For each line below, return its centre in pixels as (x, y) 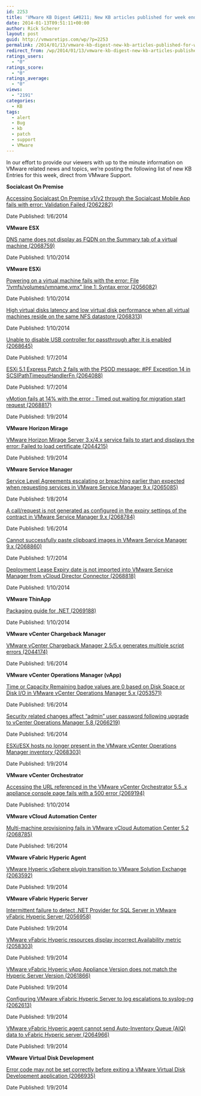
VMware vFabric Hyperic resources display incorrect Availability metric (94, 939)
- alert (21, 117)
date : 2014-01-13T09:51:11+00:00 (48, 23)
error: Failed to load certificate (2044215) (57, 446)
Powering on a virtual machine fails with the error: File (73, 280)
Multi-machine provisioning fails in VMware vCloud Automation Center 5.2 (98, 828)
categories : (21, 101)
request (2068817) (29, 405)
